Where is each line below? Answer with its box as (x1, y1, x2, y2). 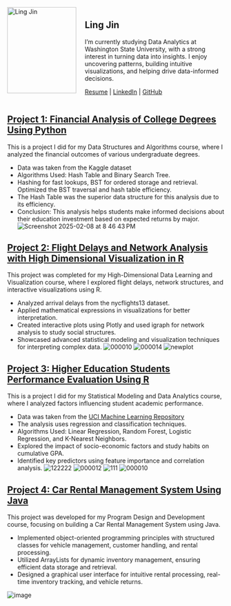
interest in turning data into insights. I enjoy (85, 52, 208, 61)
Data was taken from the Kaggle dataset (17, 163, 132, 172)
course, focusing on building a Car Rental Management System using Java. (7, 521, 221, 529)
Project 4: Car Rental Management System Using (7, 484, 222, 496)
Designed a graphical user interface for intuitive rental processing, (17, 570, 205, 578)
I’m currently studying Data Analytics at (85, 37, 197, 46)
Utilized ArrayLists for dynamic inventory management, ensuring (17, 556, 201, 564)
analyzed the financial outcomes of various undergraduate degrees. (7, 150, 200, 158)
